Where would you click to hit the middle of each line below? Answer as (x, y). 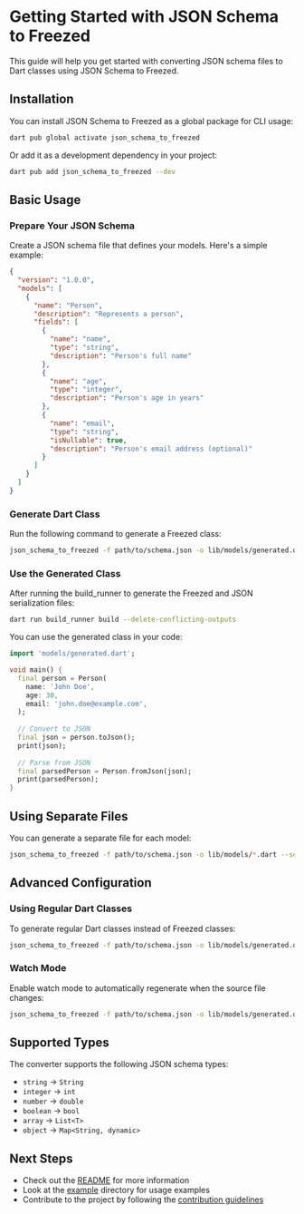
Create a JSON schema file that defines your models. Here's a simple (138, 246)
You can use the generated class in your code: (96, 637)
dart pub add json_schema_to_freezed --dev (93, 171)
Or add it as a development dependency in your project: (114, 155)
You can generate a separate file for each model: (100, 838)
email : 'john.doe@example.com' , (86, 704)
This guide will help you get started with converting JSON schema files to (146, 61)
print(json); (42, 745)
